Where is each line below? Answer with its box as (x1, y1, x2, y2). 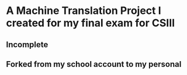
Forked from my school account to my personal (6, 59, 182, 69)
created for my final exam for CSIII (6, 16, 175, 30)
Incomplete (6, 40, 49, 49)
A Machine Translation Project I (6, 4, 162, 17)
